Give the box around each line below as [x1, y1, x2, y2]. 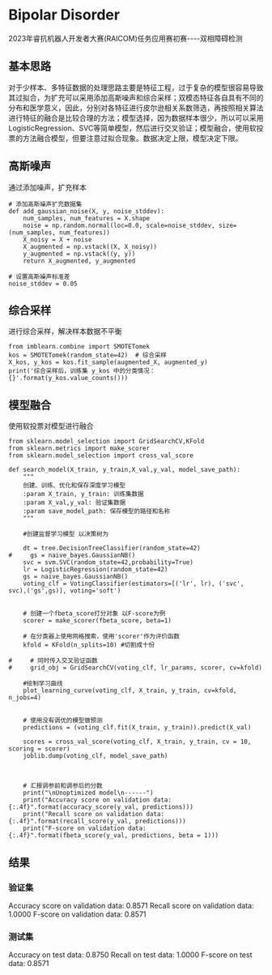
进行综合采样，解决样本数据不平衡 [8, 327, 122, 336]
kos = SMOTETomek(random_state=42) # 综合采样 [8, 351, 168, 360]
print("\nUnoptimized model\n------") [23, 789, 154, 798]
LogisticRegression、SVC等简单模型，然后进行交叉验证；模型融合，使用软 [8, 123, 257, 133]
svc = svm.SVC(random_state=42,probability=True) [23, 558, 194, 567]
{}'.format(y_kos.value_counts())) [8, 374, 129, 383]
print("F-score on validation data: [23, 824, 147, 832]
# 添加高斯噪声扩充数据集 [8, 200, 83, 208]
